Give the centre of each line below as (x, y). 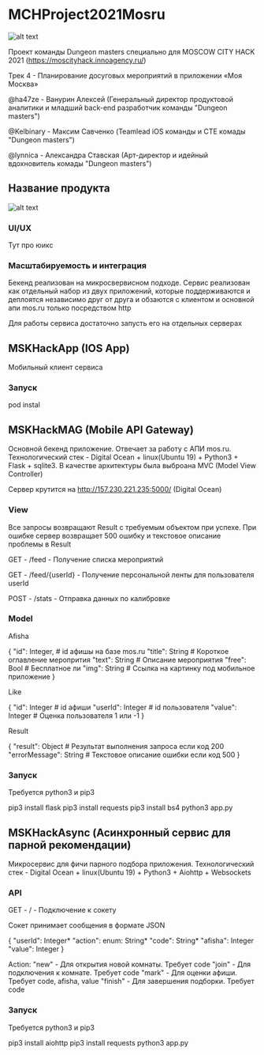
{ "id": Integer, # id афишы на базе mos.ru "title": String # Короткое (119, 651)
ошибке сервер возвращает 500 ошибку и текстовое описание (115, 535)
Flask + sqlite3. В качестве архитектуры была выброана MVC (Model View (132, 466)
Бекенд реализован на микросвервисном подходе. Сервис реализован (129, 283)
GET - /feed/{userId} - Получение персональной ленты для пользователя (131, 574)
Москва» (23, 84)
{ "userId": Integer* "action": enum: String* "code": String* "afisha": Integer (131, 941)
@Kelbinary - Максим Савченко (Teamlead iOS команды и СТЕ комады (127, 131)
